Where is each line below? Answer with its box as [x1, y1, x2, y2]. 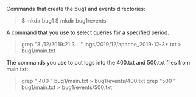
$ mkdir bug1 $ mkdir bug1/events [21, 17, 107, 24]
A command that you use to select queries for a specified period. [6, 29, 169, 36]
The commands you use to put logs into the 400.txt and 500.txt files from [6, 59, 191, 66]
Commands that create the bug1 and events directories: [6, 5, 145, 12]
